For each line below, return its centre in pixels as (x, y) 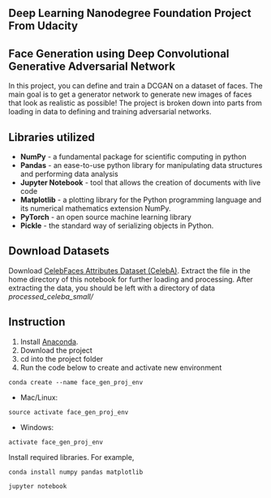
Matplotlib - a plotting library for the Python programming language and (141, 200)
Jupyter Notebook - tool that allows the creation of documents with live (140, 182)
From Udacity (43, 26)
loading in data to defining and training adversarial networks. (110, 112)
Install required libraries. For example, (71, 457)
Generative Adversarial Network (92, 66)
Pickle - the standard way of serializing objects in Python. (117, 225)
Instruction (37, 322)
